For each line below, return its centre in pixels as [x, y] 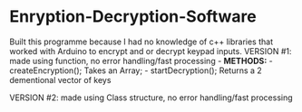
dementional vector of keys [60, 79]
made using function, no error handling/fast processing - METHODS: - [141, 61]
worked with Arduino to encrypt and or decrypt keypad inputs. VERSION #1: [151, 51]
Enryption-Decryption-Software [133, 17]
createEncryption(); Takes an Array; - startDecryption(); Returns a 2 [136, 70]
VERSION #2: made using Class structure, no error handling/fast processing [151, 98]
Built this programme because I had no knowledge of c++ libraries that [141, 42]
